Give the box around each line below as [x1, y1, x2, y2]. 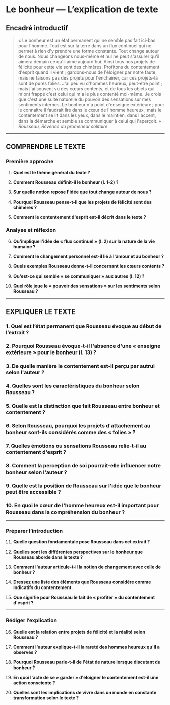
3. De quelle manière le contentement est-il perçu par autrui [6, 363, 155, 370]
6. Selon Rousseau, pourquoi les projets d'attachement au [6, 422, 151, 429]
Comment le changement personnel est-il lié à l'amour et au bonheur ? [13, 253, 164, 259]
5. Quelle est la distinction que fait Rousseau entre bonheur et [6, 402, 160, 409]
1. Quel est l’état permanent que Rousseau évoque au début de [6, 323, 162, 330]
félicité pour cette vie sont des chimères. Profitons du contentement [18, 64, 160, 70]
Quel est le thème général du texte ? [13, 169, 90, 175]
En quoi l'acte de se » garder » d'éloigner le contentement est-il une [13, 674, 159, 680]
